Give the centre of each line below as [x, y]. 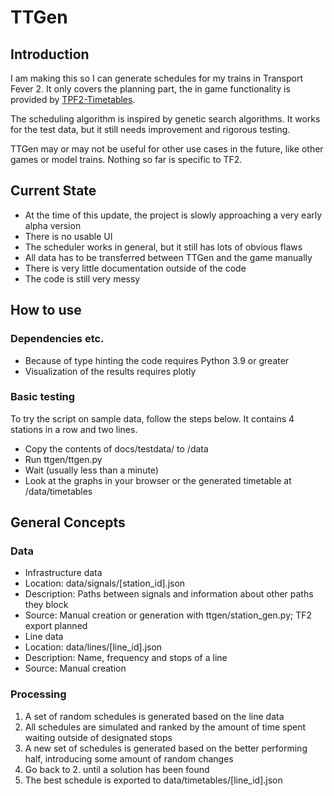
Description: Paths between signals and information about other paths [169, 594]
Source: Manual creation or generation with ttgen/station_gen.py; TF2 [168, 615]
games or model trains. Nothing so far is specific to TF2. [126, 159]
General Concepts [68, 522]
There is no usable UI [68, 236]
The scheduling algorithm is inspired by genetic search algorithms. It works [165, 119]
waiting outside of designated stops [98, 737]
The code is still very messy [82, 278]
